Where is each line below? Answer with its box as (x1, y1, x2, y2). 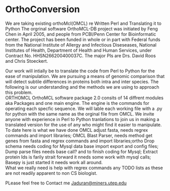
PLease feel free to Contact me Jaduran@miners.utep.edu (5, 180, 127, 186)
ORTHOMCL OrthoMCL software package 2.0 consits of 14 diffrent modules (5, 95, 163, 101)
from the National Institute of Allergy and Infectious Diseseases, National (5, 42, 157, 48)
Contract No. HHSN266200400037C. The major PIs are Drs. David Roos (5, 52, 156, 59)
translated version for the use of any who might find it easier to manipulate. (5, 122, 162, 128)
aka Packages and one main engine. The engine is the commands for (5, 100, 149, 106)
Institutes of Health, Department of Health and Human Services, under (5, 47, 152, 53)
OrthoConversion (5, 4, 80, 15)
